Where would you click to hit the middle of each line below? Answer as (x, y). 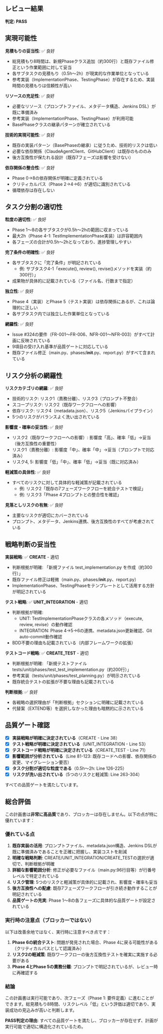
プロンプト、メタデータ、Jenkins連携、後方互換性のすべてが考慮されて (83, 522)
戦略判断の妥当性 (31, 544)
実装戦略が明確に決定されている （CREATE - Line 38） (66, 738)
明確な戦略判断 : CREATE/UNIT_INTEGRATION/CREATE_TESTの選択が (81, 858)
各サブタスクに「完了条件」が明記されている (57, 263)
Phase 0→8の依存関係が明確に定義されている (57, 178)
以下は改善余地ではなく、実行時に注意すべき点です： (58, 932)
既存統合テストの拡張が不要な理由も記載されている (63, 682)
